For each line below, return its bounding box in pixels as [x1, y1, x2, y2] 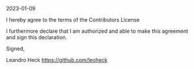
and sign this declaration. [6, 34, 68, 40]
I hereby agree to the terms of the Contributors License [6, 16, 140, 23]
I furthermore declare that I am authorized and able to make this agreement [6, 27, 189, 34]
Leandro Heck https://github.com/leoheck [6, 57, 108, 63]
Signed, [6, 45, 25, 52]
